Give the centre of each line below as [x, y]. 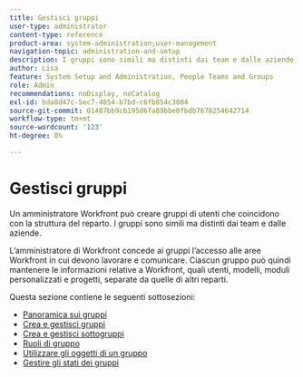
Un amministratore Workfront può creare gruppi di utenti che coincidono [144, 213]
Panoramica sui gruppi [64, 314]
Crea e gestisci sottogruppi [73, 333]
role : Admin [32, 85]
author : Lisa [34, 69]
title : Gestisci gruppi [54, 18]
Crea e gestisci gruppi [64, 324]
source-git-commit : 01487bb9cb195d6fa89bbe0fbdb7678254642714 [129, 111]
